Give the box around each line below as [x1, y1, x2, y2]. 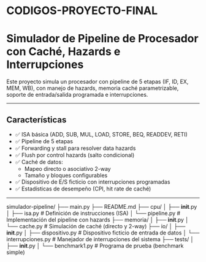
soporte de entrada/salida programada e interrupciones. [6, 91, 148, 99]
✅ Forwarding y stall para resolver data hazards [15, 144, 136, 152]
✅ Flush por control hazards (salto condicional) [15, 151, 135, 159]
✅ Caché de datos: [15, 158, 63, 165]
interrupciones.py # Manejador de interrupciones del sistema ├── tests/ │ [6, 235, 194, 242]
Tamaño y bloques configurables [24, 171, 108, 179]
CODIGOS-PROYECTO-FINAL [6, 4, 158, 18]
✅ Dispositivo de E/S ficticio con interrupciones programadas [15, 178, 170, 185]
